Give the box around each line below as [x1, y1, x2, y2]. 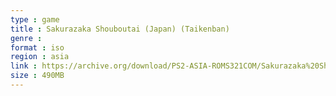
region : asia [10, 52, 70, 62]
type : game [10, 14, 60, 25]
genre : [10, 33, 43, 43]
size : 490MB [10, 71, 65, 81]
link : [10, 61, 38, 71]
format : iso [10, 42, 65, 53]
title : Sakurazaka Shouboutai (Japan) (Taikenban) [10, 24, 230, 34]
